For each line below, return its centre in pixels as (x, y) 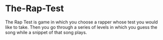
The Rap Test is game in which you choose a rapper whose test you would (81, 22)
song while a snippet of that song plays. (46, 32)
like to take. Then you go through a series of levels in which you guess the (81, 27)
